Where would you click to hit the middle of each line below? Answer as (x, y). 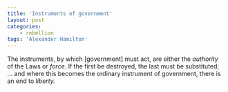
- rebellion (37, 33)
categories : (24, 26)
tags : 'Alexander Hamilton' (48, 39)
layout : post (26, 20)
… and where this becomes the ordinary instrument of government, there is (114, 74)
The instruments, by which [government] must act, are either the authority (113, 59)
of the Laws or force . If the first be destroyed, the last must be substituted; (113, 66)
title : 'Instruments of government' (60, 13)
